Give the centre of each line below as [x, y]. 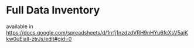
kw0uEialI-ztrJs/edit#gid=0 [39, 39]
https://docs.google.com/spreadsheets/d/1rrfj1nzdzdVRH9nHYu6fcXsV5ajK [97, 32]
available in [20, 26]
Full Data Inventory [53, 10]
